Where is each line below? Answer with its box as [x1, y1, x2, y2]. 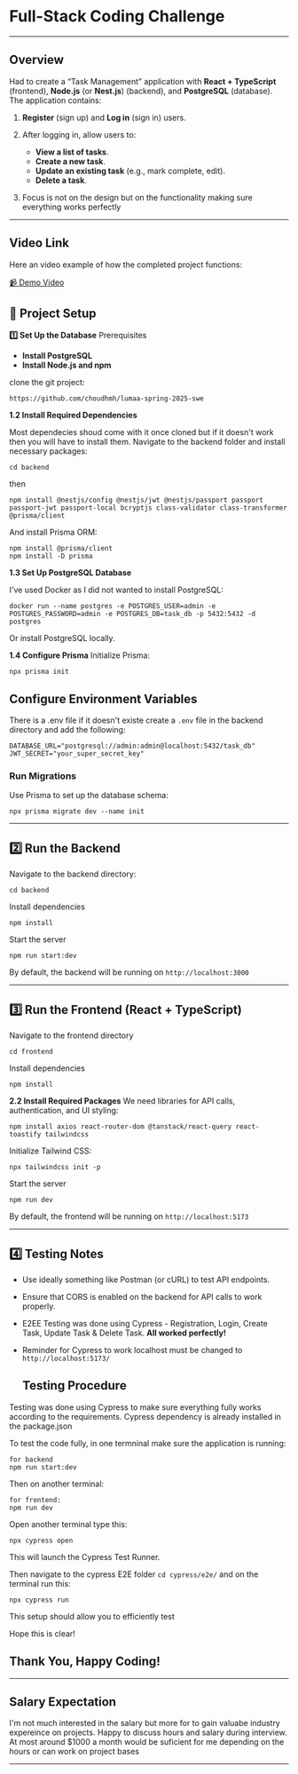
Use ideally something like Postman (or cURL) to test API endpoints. [21, 1274, 271, 1285]
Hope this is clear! [9, 1627, 75, 1639]
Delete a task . [35, 175, 87, 186]
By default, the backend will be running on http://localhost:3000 [9, 967, 250, 978]
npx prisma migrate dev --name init [9, 807, 145, 816]
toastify [9, 1130, 42, 1139]
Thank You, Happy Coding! [9, 1654, 161, 1669]
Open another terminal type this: [9, 1518, 128, 1529]
